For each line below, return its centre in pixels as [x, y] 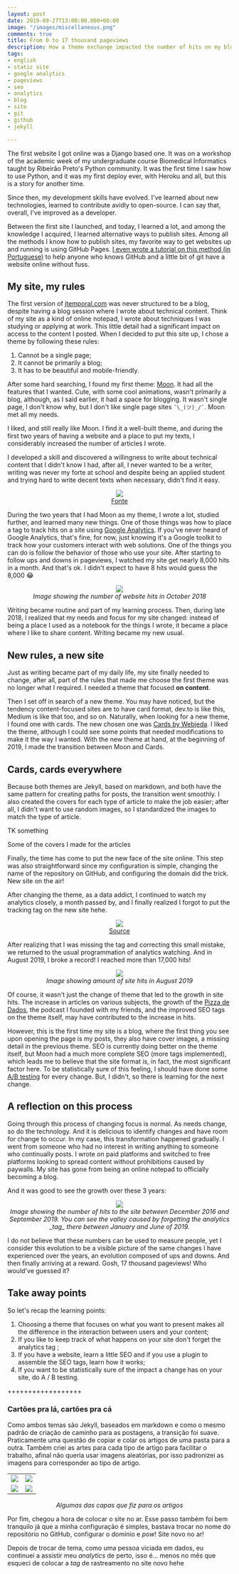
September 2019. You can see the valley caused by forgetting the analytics [119, 1219]
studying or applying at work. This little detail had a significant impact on [114, 326]
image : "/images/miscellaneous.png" [62, 27]
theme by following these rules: [53, 341]
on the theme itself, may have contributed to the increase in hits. [101, 1017]
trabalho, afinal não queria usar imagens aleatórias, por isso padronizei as [116, 1455]
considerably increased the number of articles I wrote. [87, 443]
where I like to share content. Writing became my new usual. [96, 633]
